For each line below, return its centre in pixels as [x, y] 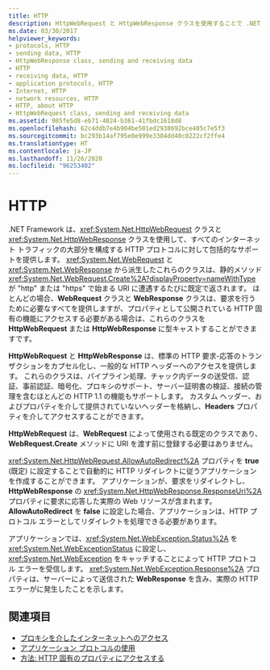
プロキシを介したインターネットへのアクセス [94, 638]
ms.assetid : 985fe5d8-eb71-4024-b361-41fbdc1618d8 [95, 121]
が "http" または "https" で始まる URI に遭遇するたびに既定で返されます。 [130, 288]
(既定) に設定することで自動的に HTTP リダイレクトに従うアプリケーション [133, 471]
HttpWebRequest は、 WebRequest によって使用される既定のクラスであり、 [135, 433]
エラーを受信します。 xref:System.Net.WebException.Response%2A [131, 569]
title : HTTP [28, 16]
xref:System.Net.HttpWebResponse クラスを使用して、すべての [114, 240]
